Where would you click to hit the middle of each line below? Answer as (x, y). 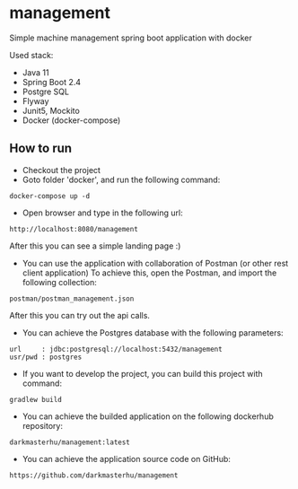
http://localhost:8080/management (74, 229)
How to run (41, 148)
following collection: (59, 282)
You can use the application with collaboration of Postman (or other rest (155, 263)
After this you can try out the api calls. (80, 315)
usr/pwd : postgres (46, 357)
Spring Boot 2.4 (52, 82)
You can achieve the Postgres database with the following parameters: (153, 332)
